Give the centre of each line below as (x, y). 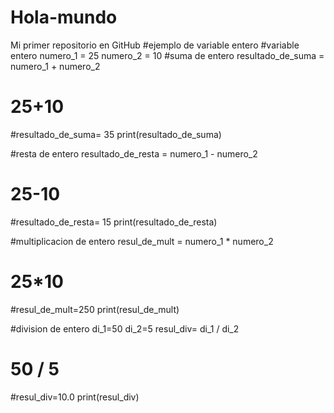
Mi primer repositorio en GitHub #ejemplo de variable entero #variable (155, 45)
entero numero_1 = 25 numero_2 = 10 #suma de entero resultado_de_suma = (167, 55)
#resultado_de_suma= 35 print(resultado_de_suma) (116, 134)
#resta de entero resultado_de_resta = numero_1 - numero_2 (134, 153)
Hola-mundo (64, 17)
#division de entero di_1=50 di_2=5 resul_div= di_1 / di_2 (125, 328)
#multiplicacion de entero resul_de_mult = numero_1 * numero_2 (142, 241)
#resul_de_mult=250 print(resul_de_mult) (95, 309)
